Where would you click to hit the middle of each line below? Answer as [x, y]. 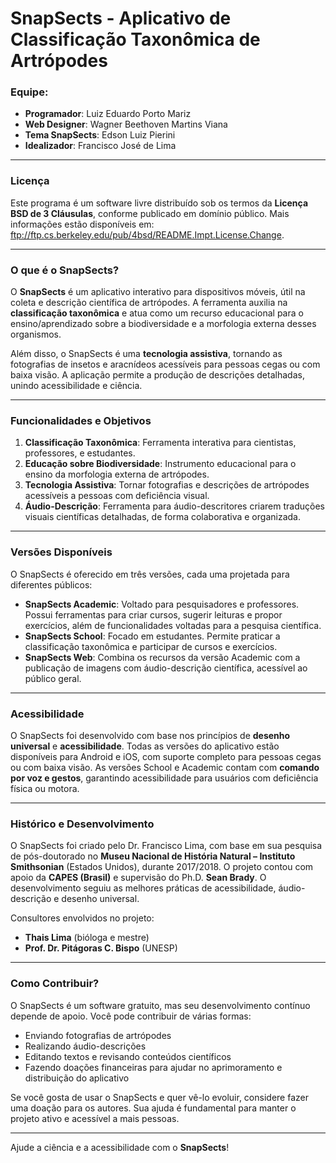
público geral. [53, 678]
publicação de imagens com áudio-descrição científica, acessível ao [166, 668]
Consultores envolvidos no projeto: [82, 918]
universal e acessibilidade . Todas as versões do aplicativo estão [145, 746]
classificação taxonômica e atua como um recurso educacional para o [157, 313]
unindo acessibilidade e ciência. [76, 386]
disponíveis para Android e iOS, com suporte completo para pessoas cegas [166, 756]
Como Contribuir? [55, 984]
